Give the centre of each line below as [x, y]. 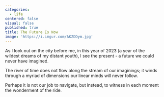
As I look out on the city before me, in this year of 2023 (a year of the [75, 50]
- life [16, 14]
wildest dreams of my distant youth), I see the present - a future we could [80, 56]
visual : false [20, 23]
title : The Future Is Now [31, 32]
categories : [17, 10]
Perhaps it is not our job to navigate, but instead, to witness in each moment [82, 85]
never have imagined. [27, 61]
